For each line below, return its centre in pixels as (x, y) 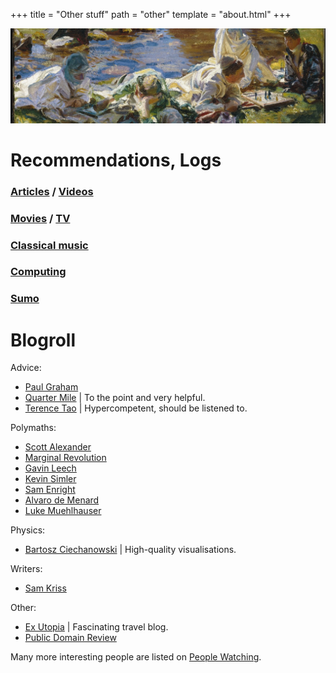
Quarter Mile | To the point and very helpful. (115, 398)
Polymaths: (33, 428)
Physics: (28, 530)
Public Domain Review (70, 638)
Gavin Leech (50, 468)
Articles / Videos (52, 191)
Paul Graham (51, 387)
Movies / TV (40, 218)
